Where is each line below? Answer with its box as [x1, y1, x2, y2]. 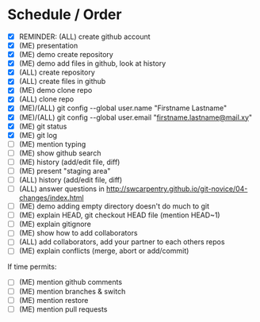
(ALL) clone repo [18, 94, 75, 104]
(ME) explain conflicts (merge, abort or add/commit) [18, 246, 189, 255]
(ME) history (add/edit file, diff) [18, 157, 120, 167]
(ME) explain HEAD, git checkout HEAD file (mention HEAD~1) [18, 210, 220, 220]
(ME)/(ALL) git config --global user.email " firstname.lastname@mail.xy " [18, 113, 253, 122]
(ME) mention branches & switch [18, 286, 126, 296]
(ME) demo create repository [18, 50, 114, 59]
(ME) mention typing [18, 139, 86, 148]
